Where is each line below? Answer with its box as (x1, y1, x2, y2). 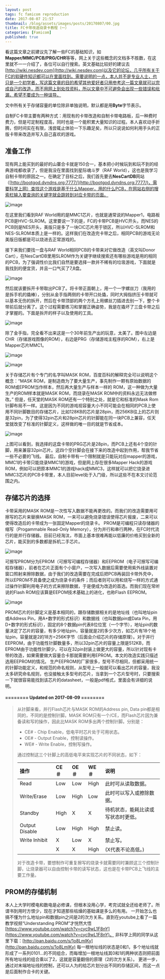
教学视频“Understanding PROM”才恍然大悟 (5, 920, 92, 926)
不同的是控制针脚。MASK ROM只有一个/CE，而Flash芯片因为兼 (30, 712, 158, 718)
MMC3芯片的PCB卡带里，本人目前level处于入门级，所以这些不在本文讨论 (5, 472, 153, 477)
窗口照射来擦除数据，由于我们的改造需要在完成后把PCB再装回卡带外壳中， (5, 570, 156, 576)
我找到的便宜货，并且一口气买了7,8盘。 (5, 265, 84, 271)
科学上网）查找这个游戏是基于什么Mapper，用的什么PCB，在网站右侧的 (9, 186, 155, 191)
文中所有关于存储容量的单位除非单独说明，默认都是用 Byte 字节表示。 (5, 102, 144, 108)
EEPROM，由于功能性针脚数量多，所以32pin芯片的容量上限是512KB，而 (5, 640, 151, 646)
